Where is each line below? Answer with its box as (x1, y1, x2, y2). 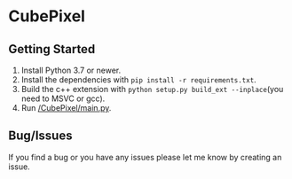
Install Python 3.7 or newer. (20, 65, 122, 75)
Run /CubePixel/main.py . (20, 103, 112, 113)
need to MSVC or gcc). (20, 93, 106, 104)
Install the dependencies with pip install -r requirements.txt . (20, 74, 256, 85)
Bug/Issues (8, 128, 73, 144)
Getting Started (8, 42, 96, 57)
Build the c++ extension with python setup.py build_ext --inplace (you (20, 84, 284, 94)
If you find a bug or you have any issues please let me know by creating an (8, 152, 282, 162)
